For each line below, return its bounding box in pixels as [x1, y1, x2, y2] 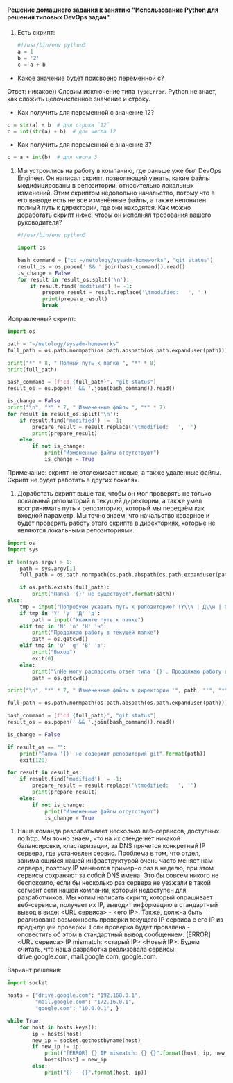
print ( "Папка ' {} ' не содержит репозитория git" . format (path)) [19, 750, 207, 757]
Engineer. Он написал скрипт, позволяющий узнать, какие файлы [17, 174, 210, 182]
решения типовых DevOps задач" [7, 13, 110, 21]
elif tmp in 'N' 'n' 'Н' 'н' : [19, 623, 107, 630]
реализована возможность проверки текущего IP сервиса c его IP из [17, 915, 223, 924]
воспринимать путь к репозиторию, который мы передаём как [17, 504, 205, 512]
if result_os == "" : [7, 744, 67, 751]
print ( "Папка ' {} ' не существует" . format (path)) [32, 591, 175, 598]
